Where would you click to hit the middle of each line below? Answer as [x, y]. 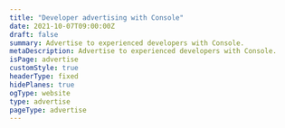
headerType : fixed [44, 77]
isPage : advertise [44, 59]
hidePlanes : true [42, 85]
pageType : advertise [48, 110]
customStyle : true [44, 69]
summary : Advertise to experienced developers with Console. [127, 43]
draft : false [34, 34]
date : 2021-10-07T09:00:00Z [62, 26]
